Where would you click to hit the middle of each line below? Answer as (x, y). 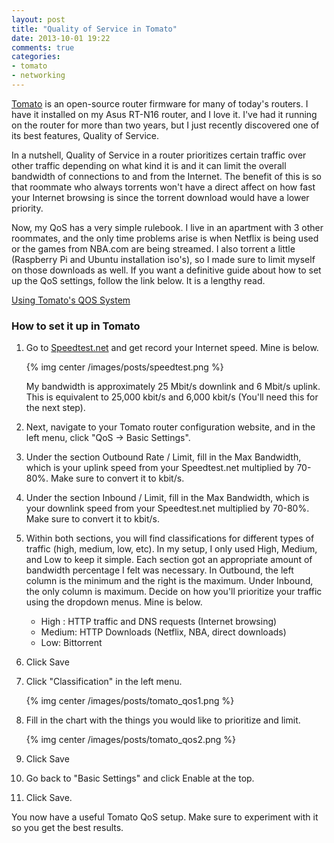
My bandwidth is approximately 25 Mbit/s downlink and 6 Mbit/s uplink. (173, 387)
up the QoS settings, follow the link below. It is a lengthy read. (138, 280)
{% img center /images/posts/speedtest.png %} (124, 367)
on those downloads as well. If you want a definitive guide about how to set (166, 270)
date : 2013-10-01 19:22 (61, 38)
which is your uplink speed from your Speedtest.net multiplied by (160, 468)
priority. (27, 208)
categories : (36, 57)
